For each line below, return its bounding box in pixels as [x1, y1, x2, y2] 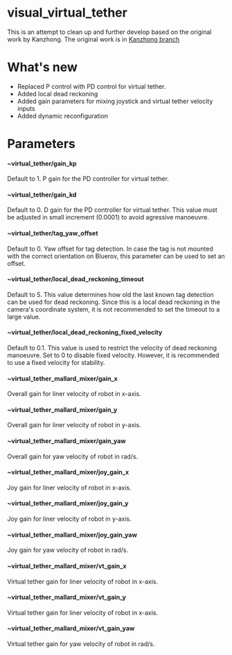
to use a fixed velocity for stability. [7, 359, 105, 367]
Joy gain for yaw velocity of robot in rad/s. [7, 546, 129, 555]
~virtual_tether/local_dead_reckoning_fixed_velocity [7, 328, 163, 337]
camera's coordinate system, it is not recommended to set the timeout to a [7, 305, 220, 313]
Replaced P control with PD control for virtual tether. [17, 82, 166, 91]
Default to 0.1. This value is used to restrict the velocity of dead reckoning [7, 344, 217, 352]
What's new [7, 60, 78, 75]
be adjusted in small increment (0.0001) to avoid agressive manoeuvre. [7, 213, 209, 222]
